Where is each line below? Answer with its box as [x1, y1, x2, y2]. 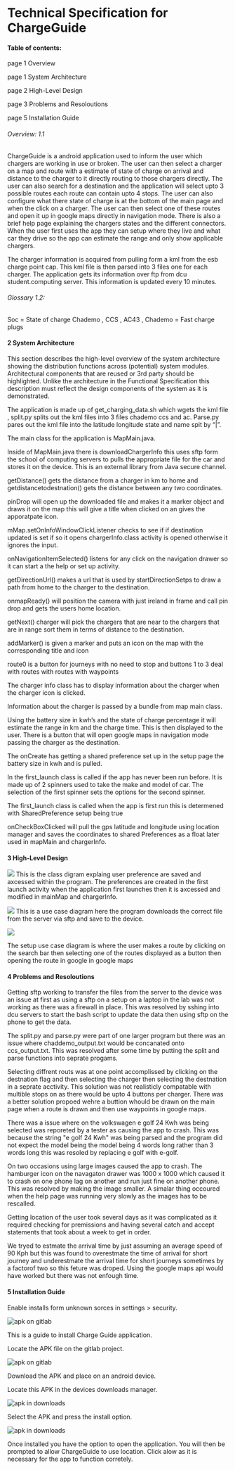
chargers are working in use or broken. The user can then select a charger [7, 159, 222, 167]
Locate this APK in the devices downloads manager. [7, 1385, 158, 1393]
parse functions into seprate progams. [7, 1054, 118, 1063]
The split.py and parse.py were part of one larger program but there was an [7, 1032, 226, 1040]
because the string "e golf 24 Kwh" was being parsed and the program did [7, 1134, 223, 1142]
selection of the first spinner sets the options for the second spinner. [7, 788, 206, 796]
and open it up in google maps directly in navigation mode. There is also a [7, 211, 221, 219]
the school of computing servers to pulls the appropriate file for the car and [7, 455, 226, 464]
